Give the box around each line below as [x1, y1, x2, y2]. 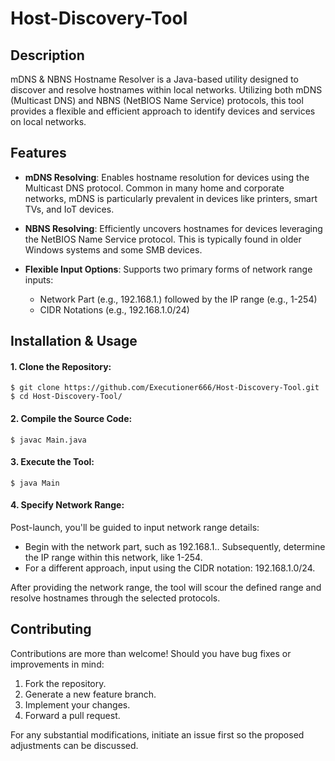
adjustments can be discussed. [10, 739, 139, 751]
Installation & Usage [10, 333, 138, 350]
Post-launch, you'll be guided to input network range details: [10, 522, 260, 534]
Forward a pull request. [24, 709, 121, 721]
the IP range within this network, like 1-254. [24, 552, 203, 564]
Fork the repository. [24, 677, 107, 689]
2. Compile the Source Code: [10, 413, 133, 424]
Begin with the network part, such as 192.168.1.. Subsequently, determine [24, 541, 326, 553]
